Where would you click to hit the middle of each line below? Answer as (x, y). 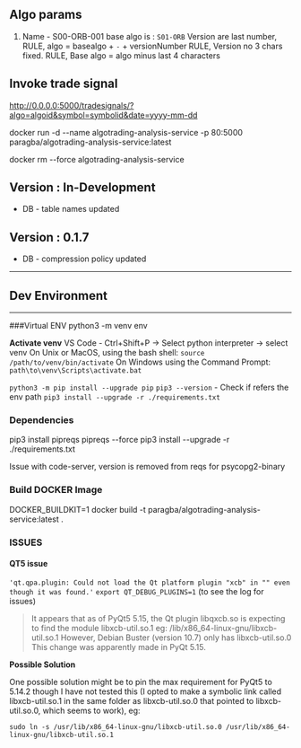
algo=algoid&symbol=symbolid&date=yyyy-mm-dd (103, 115)
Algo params (46, 15)
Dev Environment (59, 295)
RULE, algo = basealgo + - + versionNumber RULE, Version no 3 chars (152, 46)
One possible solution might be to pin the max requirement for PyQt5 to (141, 682)
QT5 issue (29, 564)
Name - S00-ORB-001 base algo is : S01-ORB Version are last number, (150, 36)
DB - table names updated (71, 209)
